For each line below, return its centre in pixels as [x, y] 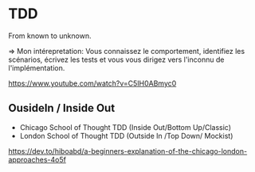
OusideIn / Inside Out [62, 108]
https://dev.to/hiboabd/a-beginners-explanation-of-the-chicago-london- [128, 151]
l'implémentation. [37, 67]
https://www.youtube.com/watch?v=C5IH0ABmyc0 [92, 83]
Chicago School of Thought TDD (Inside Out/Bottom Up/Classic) [126, 127]
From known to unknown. [50, 36]
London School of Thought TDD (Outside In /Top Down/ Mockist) [126, 136]
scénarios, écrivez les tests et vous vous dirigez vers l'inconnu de [116, 59]
